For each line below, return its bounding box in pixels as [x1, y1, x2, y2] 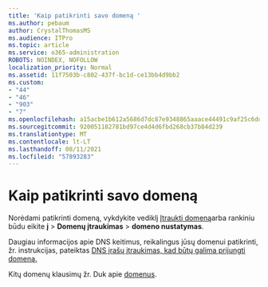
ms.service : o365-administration [8, 49, 120, 57]
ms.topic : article [8, 41, 69, 49]
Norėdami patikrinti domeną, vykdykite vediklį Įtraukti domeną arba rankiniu [8, 213, 255, 223]
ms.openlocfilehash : [8, 116, 77, 124]
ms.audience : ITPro [8, 33, 73, 42]
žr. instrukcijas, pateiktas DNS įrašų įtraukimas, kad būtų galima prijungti [8, 246, 246, 255]
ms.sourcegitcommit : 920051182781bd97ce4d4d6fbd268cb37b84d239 [8, 123, 223, 131]
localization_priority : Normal [8, 64, 112, 72]
